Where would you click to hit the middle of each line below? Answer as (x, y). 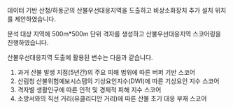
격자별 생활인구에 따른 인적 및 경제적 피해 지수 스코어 (89, 90)
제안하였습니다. (35, 19)
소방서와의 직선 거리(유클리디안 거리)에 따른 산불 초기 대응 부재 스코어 (112, 99)
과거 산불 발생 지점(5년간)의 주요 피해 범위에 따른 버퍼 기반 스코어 (106, 72)
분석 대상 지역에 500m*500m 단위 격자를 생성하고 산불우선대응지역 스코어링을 (114, 34)
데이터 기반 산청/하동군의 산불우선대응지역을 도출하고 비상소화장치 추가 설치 (110, 10)
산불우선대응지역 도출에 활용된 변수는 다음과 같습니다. (80, 57)
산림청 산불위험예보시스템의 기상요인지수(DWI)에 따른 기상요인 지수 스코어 (118, 81)
